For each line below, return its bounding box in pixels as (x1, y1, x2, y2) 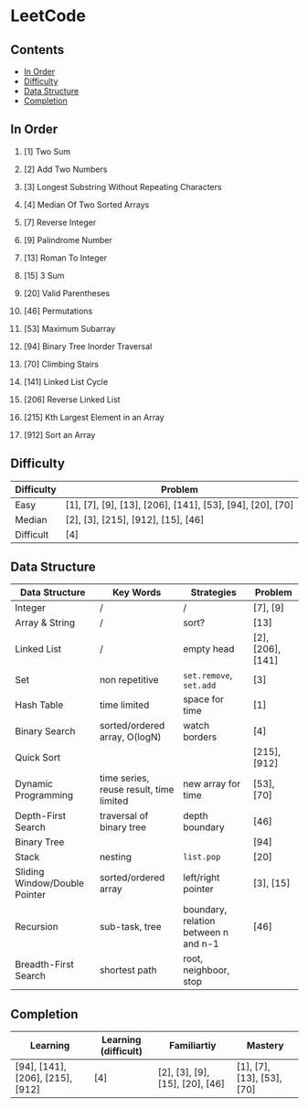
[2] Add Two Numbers (23, 164, 108, 175)
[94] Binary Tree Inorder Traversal (23, 340, 153, 352)
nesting (100, 851, 132, 864)
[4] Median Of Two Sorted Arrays (23, 198, 150, 210)
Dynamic (15, 778, 54, 791)
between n (183, 926, 229, 939)
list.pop (183, 852, 221, 862)
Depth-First (15, 810, 67, 823)
